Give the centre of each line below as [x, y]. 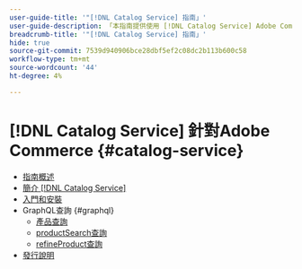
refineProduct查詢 [69, 244]
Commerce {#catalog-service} [127, 150]
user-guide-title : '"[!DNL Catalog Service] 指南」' [108, 17]
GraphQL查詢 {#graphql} [68, 210]
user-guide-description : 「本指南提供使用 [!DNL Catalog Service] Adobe [143, 26]
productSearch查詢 [71, 232]
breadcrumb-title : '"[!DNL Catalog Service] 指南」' [108, 34]
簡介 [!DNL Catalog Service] [74, 187]
